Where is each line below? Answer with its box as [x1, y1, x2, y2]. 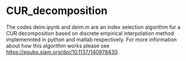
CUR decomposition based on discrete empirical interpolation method [6, 29, 174, 36]
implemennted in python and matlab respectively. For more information [6, 36, 177, 43]
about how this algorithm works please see [6, 42, 110, 49]
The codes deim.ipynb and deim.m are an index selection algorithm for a [6, 23, 181, 30]
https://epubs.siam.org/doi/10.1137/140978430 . [6, 48, 119, 55]
